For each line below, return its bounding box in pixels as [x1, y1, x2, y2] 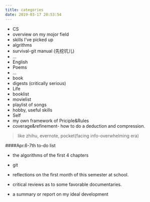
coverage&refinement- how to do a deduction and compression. [12, 123, 145, 129]
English [12, 59, 28, 65]
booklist [12, 91, 29, 97]
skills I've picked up [12, 36, 54, 43]
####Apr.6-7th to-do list [5, 142, 56, 148]
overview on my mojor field [12, 31, 69, 37]
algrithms [12, 42, 32, 48]
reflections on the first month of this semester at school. [12, 171, 129, 177]
